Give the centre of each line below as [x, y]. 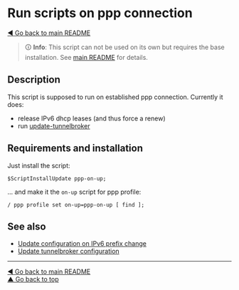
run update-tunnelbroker [54, 125]
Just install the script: [39, 165]
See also [27, 226]
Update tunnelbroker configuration [68, 252]
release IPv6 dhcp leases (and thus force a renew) [91, 118]
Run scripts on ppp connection [100, 13]
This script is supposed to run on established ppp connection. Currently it [115, 97]
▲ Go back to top [33, 279]
